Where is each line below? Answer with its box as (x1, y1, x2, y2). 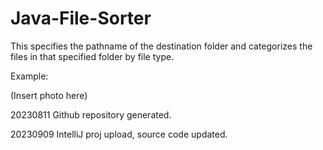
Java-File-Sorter (10, 7, 152, 30)
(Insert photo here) (10, 89, 88, 101)
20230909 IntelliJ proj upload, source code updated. (10, 128, 228, 140)
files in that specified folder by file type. (10, 50, 175, 62)
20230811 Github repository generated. (10, 108, 172, 121)
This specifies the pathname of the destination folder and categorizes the (10, 40, 313, 52)
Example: (10, 70, 49, 82)
